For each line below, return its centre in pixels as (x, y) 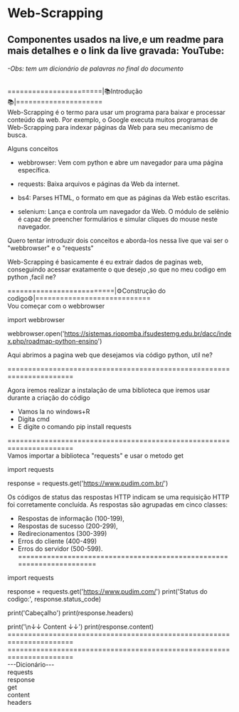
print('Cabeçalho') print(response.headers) (70, 613)
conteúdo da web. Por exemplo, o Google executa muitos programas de (113, 120)
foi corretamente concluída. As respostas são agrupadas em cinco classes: (118, 505)
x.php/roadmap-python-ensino (53, 341)
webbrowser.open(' (36, 334)
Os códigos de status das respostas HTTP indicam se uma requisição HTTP (118, 497)
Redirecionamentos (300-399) (62, 533)
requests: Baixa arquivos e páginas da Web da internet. (99, 184)
